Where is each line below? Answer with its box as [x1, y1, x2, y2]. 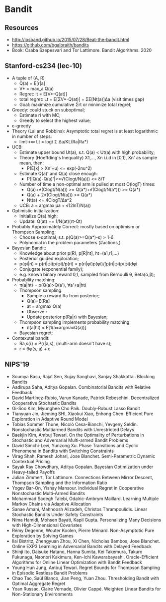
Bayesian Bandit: [11, 245, 47, 251]
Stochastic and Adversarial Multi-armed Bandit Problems [11, 437, 129, 443]
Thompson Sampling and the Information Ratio [11, 480, 107, 486]
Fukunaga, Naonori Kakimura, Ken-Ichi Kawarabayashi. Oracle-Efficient [11, 554, 159, 560]
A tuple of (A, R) [11, 75, 45, 81]
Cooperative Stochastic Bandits [11, 400, 77, 406]
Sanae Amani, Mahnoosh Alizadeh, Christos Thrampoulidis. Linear [11, 506, 148, 512]
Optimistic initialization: [11, 207, 60, 213]
